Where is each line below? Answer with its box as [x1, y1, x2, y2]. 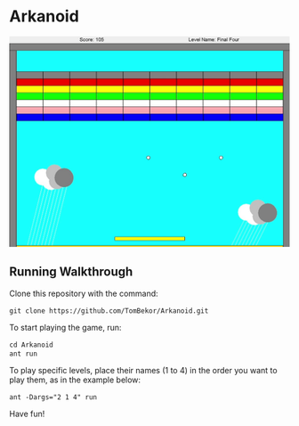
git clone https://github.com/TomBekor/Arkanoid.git [9, 306, 209, 315]
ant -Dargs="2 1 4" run [9, 392, 98, 402]
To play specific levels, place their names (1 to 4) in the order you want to [9, 365, 278, 375]
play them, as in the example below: [9, 374, 141, 385]
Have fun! [9, 408, 45, 419]
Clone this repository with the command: [9, 288, 158, 299]
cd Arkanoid [9, 340, 53, 349]
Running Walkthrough [9, 265, 133, 280]
